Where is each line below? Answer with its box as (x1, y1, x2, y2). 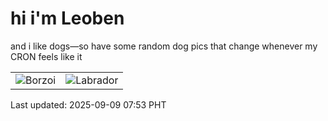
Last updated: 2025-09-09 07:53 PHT (10, 98, 167, 111)
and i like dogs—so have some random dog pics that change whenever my (10, 40, 318, 52)
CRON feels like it (10, 50, 83, 62)
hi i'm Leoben (10, 7, 125, 30)
